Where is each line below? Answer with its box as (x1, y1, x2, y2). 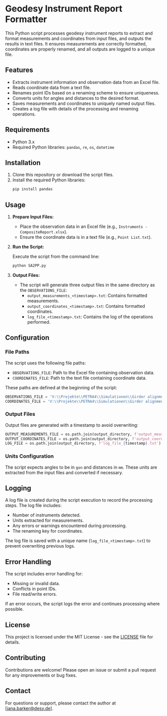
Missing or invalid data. (12, 581, 60, 587)
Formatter (5, 13, 47, 25)
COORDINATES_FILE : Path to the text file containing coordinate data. (12, 375, 147, 381)
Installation (5, 158, 41, 167)
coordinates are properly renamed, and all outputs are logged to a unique (5, 46, 155, 52)
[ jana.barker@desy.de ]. (5, 705, 54, 711)
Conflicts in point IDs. (12, 586, 57, 592)
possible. (5, 606, 24, 612)
